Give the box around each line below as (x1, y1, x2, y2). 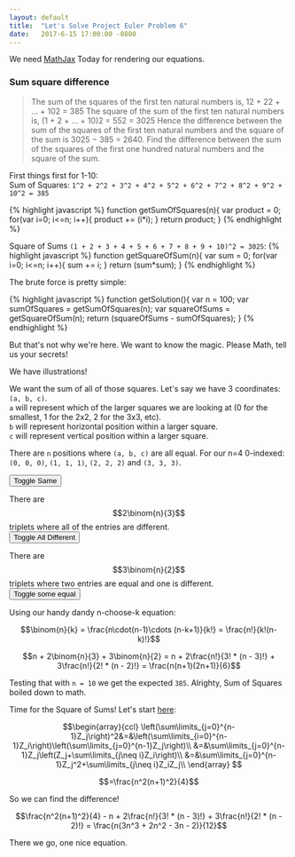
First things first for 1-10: (9, 170, 99, 180)
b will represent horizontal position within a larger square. (9, 421, 219, 432)
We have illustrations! (9, 366, 88, 377)
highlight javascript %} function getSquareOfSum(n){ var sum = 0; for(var (9, 250, 278, 260)
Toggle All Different (13, 532, 75, 542)
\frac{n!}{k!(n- (225, 623, 277, 635)
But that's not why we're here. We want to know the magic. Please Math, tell (9, 339, 287, 350)
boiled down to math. (9, 686, 87, 697)
